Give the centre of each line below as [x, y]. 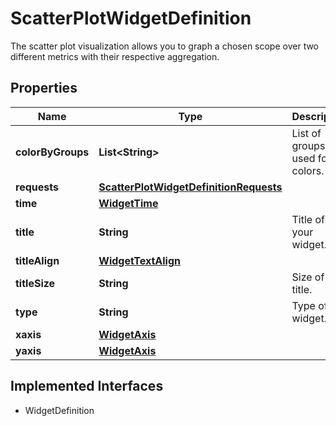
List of [306, 133]
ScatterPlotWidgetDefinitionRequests [190, 187]
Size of [308, 277]
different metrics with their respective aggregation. [115, 56]
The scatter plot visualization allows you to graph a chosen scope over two [165, 46]
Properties [44, 88]
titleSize [35, 283]
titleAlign [37, 260]
